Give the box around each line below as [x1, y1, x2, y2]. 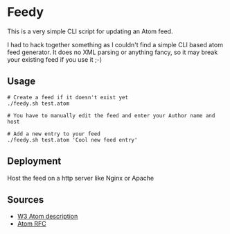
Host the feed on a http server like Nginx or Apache [7, 174, 154, 182]
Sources [7, 194, 44, 206]
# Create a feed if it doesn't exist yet [7, 94, 129, 101]
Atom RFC [17, 219, 46, 228]
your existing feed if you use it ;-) [7, 55, 103, 63]
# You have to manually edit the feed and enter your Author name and [7, 112, 215, 119]
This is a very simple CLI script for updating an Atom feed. [7, 27, 173, 35]
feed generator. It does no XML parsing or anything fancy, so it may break [7, 48, 218, 56]
